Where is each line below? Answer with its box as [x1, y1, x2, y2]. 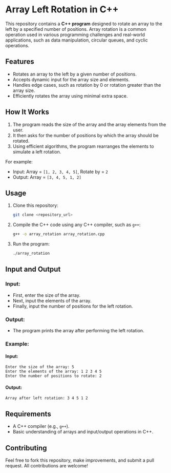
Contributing [5, 443, 47, 452]
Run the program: [12, 241, 50, 247]
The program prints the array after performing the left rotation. [12, 327, 144, 333]
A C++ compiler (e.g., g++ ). [12, 423, 70, 429]
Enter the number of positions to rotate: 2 [5, 373, 102, 379]
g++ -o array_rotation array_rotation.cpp [12, 232, 105, 237]
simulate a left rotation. [12, 148, 61, 155]
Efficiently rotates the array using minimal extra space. [12, 92, 128, 99]
